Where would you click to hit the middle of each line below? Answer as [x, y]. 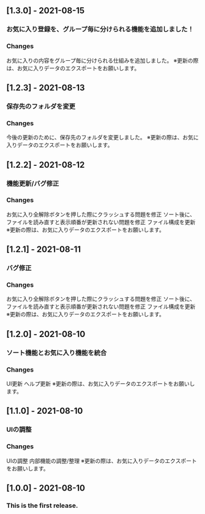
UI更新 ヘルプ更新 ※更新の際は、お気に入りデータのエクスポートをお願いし [101, 384]
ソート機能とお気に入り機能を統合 [57, 352]
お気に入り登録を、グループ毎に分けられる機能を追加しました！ [100, 29]
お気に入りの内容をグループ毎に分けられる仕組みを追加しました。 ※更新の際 [102, 60]
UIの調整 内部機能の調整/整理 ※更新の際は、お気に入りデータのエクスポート [102, 461]
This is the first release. [42, 505]
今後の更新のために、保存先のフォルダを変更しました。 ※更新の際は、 [95, 138]
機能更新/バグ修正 [33, 183]
